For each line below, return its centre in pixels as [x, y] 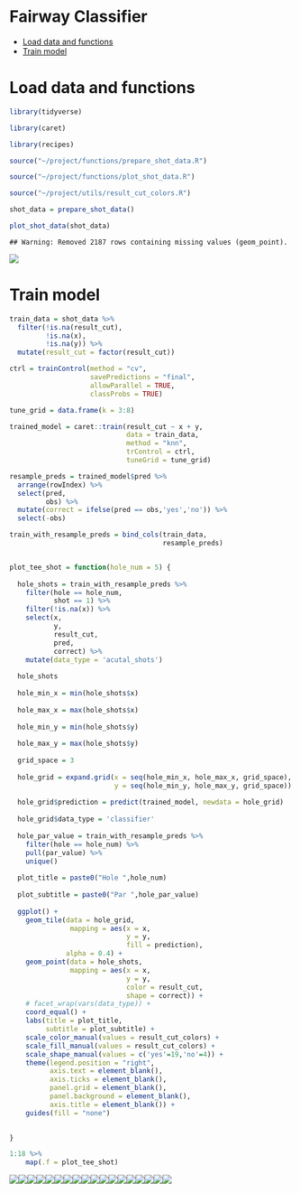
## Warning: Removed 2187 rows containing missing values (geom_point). [149, 242]
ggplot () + [38, 911]
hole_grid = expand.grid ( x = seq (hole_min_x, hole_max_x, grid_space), [155, 777]
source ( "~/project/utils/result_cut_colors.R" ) [100, 193]
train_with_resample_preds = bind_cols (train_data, [108, 535]
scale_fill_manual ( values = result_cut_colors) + [121, 1046]
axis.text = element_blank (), [106, 1071]
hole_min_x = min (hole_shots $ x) [78, 694]
